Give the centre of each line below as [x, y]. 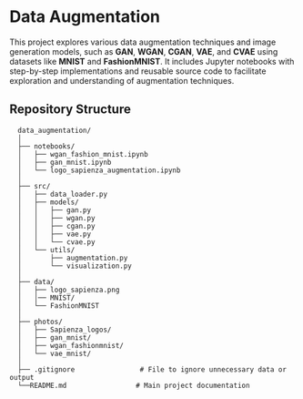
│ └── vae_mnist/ [55, 353]
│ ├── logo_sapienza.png [69, 290]
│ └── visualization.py [75, 266]
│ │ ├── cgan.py [56, 226]
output [22, 377]
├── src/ [34, 186]
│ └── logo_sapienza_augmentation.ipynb [99, 170]
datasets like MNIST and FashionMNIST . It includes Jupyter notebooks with [152, 61]
